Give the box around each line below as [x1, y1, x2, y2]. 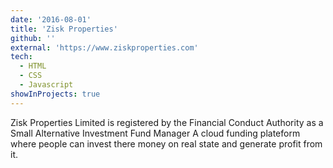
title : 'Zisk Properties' [10, 24, 118, 34]
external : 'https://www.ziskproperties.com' [10, 42, 199, 53]
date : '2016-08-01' [10, 14, 92, 25]
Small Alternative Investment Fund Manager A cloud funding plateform [10, 127, 301, 139]
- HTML [19, 61, 47, 71]
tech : [10, 52, 33, 62]
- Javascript [19, 80, 74, 90]
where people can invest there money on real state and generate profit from [10, 137, 323, 150]
